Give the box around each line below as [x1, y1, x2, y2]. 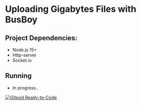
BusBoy [5, 14, 38, 25]
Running [5, 72, 32, 80]
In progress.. [12, 85, 39, 91]
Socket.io [12, 57, 32, 63]
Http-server [12, 52, 37, 58]
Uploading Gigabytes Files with [5, 3, 137, 15]
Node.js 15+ [12, 47, 37, 52]
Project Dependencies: [5, 34, 78, 42]
